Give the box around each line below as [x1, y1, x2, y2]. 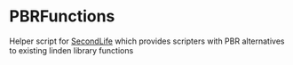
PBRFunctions [9, 6, 115, 27]
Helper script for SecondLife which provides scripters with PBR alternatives [9, 36, 285, 46]
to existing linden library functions [9, 45, 134, 55]
